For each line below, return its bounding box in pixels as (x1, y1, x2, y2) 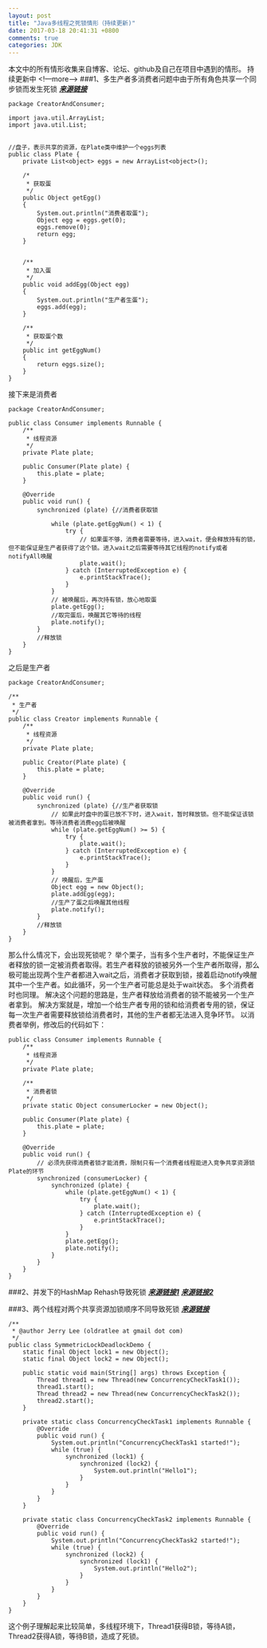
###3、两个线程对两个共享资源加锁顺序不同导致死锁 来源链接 (8, 1304, 210, 1314)
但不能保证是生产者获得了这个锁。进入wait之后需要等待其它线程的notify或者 (8, 544, 229, 552)
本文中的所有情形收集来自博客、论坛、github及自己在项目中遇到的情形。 (8, 65, 245, 74)
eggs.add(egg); (37, 303, 88, 311)
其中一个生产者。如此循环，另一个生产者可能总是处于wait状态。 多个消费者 (8, 980, 255, 990)
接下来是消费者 (8, 389, 57, 399)
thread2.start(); (37, 1397, 94, 1405)
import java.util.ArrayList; (8, 114, 105, 122)
